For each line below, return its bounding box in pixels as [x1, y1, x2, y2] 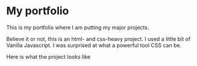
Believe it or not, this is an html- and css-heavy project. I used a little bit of [6, 35, 191, 42]
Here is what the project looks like [6, 53, 91, 60]
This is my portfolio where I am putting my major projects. [6, 24, 149, 31]
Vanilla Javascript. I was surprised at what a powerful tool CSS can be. [6, 42, 182, 49]
